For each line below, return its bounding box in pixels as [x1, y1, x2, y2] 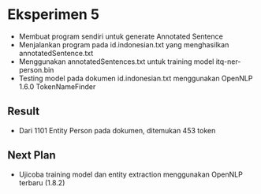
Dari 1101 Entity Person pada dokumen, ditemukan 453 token [18, 125, 216, 135]
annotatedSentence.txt [18, 48, 94, 58]
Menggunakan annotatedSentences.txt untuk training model [18, 57, 214, 66]
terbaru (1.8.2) [18, 177, 65, 187]
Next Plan [7, 148, 56, 162]
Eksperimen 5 [7, 6, 100, 24]
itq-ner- [215, 57, 241, 66]
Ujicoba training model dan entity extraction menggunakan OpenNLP [18, 170, 244, 179]
